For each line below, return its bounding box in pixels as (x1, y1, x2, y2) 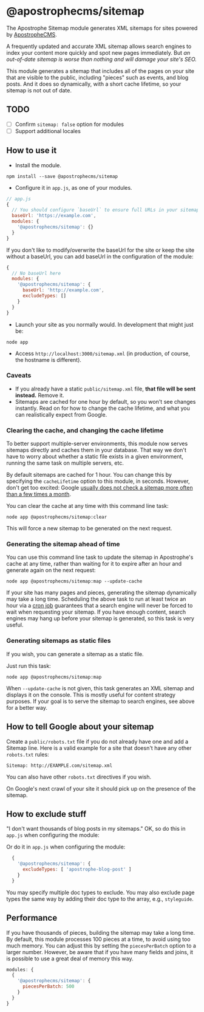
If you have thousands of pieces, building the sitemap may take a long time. (6, 929, 195, 936)
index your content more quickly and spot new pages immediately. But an (6, 49, 190, 56)
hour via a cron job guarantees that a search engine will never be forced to (6, 602, 193, 609)
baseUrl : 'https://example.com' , (12, 213, 97, 219)
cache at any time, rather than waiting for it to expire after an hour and (6, 560, 182, 567)
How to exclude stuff (6, 809, 87, 819)
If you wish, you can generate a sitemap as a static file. (6, 650, 144, 657)
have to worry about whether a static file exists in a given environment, (6, 453, 184, 460)
